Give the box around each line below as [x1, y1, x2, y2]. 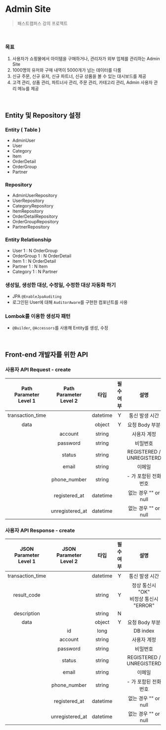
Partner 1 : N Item [12, 263, 48, 269]
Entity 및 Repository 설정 [5, 111, 81, 120]
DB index [133, 627, 155, 634]
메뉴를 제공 [17, 85, 39, 92]
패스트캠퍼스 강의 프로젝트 [17, 20, 68, 26]
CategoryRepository [12, 203, 53, 209]
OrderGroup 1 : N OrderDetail [12, 253, 72, 259]
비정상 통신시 [129, 596, 159, 603]
